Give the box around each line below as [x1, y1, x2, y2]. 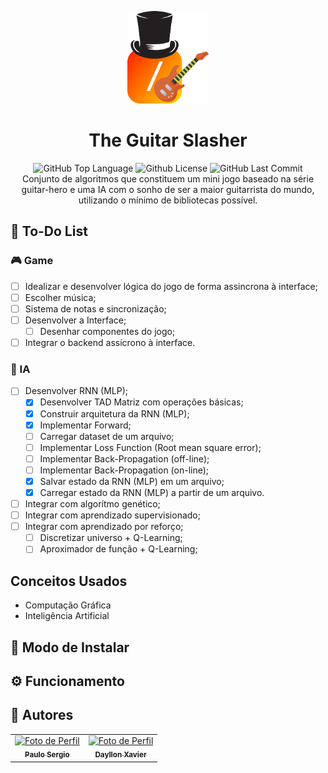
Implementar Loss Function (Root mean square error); [39, 441, 262, 453]
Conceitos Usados [10, 572, 128, 590]
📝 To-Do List [10, 223, 88, 240]
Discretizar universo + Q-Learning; [39, 532, 183, 544]
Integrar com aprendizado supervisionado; [24, 509, 201, 521]
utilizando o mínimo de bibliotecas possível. [78, 194, 258, 206]
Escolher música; [24, 291, 97, 303]
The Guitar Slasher [88, 129, 248, 152]
